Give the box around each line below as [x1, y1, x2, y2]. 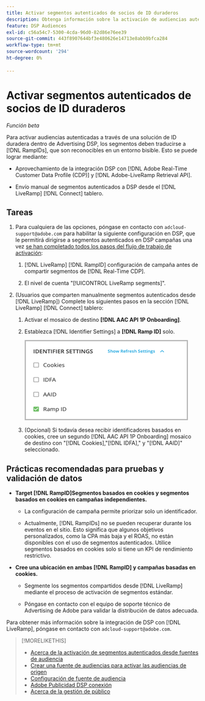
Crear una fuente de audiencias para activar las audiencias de [30, 662, 187, 669]
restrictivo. [24, 552, 52, 559]
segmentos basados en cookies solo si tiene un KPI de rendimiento [24, 545, 193, 553]
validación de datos [6, 473, 82, 484]
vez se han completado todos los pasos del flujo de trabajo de [15, 243, 172, 250]
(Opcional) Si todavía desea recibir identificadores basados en [24, 426, 181, 434]
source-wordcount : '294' [6, 49, 70, 55]
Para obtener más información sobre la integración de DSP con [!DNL [6, 619, 181, 626]
